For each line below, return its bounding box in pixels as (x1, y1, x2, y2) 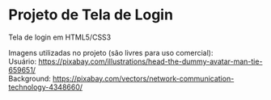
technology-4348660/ (8, 82, 83, 92)
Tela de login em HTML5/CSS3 (8, 32, 112, 42)
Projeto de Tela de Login (8, 6, 174, 24)
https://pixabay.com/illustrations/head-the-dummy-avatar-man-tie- (38, 56, 263, 66)
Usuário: (8, 56, 37, 66)
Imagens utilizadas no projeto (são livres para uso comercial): (8, 48, 214, 57)
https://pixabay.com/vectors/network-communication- (52, 73, 235, 83)
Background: (8, 73, 51, 83)
